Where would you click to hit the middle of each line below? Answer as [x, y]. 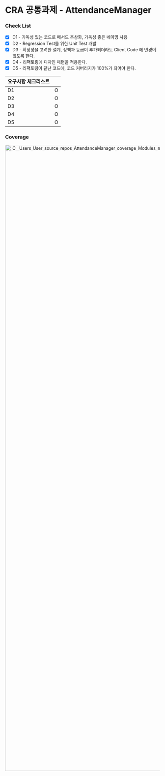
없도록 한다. [24, 56]
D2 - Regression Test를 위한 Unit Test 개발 [54, 43]
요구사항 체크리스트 [29, 81]
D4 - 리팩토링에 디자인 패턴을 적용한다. [50, 62]
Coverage [17, 137]
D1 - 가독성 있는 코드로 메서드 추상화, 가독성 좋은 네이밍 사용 [70, 37]
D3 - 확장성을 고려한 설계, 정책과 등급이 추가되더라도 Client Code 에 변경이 [84, 49]
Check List [18, 26]
